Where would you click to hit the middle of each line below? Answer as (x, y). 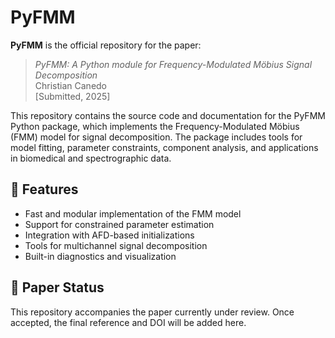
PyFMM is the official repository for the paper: (106, 45)
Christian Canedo (71, 85)
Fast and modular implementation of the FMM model (133, 213)
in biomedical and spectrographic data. (91, 158)
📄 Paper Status (57, 287)
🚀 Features (44, 189)
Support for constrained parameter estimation (119, 224)
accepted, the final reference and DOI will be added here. (128, 322)
